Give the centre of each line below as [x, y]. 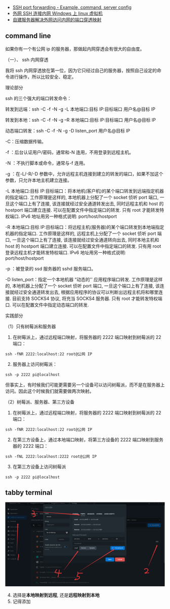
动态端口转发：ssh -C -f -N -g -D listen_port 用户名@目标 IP [68, 130]
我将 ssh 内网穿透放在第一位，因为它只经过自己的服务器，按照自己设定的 [81, 70]
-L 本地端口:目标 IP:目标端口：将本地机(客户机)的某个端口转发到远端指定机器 [85, 191]
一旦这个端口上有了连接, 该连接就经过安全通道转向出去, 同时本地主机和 [86, 240]
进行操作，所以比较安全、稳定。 [43, 77]
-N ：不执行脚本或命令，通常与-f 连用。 [47, 163]
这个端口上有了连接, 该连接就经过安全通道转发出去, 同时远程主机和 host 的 [87, 204]
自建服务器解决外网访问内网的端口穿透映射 [57, 20]
